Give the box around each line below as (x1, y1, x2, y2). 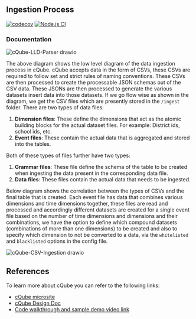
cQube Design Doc (14, 300, 61, 307)
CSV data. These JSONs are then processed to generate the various (6, 85, 172, 92)
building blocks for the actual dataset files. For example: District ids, (14, 122, 180, 129)
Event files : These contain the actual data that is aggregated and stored (14, 134, 190, 141)
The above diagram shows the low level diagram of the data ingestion (6, 60, 175, 67)
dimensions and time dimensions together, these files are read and (6, 200, 168, 207)
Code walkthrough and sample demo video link (14, 305, 130, 313)
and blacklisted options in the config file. (6, 237, 108, 245)
